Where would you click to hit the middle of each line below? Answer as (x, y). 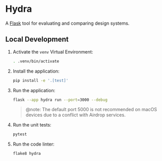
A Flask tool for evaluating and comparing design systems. (67, 23)
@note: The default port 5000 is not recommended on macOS (91, 110)
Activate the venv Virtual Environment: (53, 51)
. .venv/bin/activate (36, 61)
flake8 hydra (27, 154)
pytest (20, 134)
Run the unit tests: (32, 125)
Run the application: (34, 90)
